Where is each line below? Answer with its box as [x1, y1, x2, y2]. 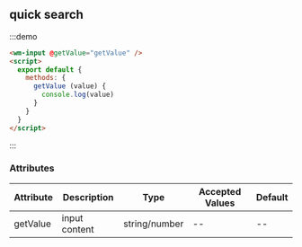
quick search [9, 7, 84, 22]
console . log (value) [41, 90, 115, 100]
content [61, 223, 94, 235]
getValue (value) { [32, 82, 106, 91]
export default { [17, 65, 83, 75]
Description [62, 190, 114, 203]
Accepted [198, 185, 242, 198]
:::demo [9, 31, 38, 41]
